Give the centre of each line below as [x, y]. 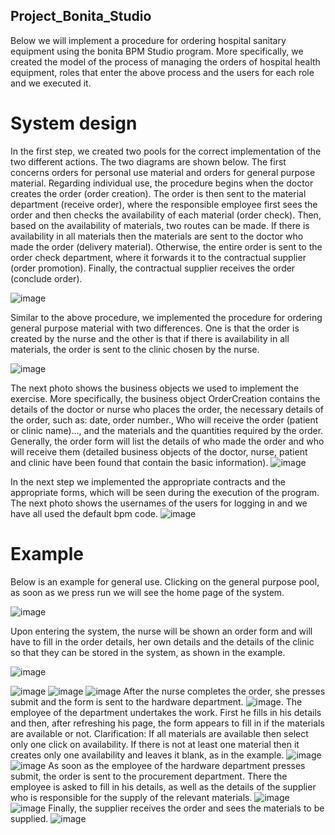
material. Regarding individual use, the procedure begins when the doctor [162, 183]
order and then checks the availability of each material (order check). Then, [166, 215]
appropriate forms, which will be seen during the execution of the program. [165, 492]
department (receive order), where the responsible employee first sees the [164, 204]
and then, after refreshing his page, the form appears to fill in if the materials [167, 723]
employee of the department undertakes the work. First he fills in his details [166, 712]
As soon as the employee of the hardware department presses [177, 765]
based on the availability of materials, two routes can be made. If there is [160, 225]
